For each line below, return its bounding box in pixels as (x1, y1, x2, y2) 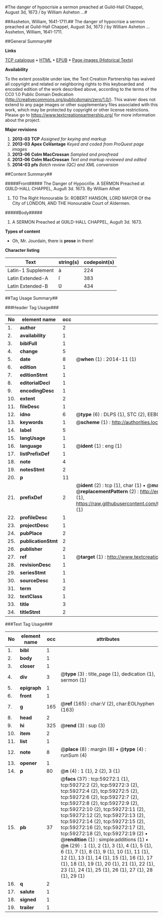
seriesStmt (20, 570, 46, 576)
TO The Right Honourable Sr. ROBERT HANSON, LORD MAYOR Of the (12, 195, 151, 201)
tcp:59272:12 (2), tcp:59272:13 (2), (60, 812, 146, 819)
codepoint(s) (83, 259, 114, 265)
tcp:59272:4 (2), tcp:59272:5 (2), (60, 788, 139, 794)
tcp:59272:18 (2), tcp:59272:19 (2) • (60, 830, 148, 836)
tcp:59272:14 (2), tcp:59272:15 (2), (60, 818, 146, 824)
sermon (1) (60, 677, 86, 683)
